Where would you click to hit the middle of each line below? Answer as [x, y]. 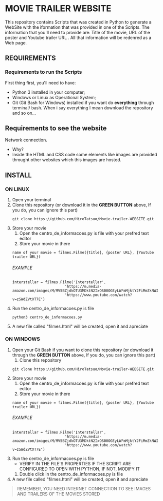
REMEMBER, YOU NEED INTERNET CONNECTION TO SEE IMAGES [84, 488]
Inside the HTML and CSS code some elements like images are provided [84, 155]
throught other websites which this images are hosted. [67, 160]
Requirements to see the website [56, 128]
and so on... [24, 113]
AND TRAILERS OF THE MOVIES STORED [58, 494]
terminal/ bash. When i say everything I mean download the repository [82, 107]
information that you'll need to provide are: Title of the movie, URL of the [78, 32]
